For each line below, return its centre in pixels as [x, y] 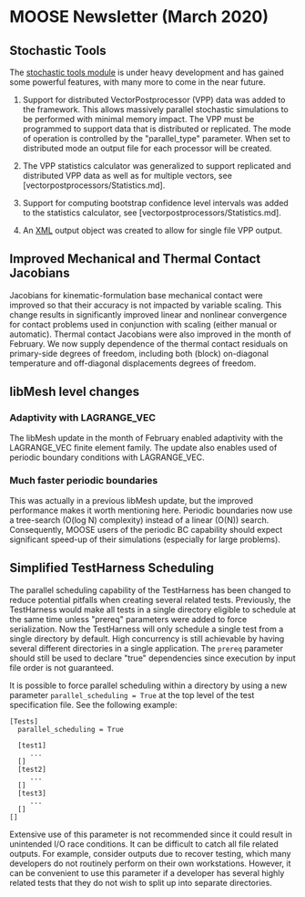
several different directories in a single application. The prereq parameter [147, 648]
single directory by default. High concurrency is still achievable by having [147, 638]
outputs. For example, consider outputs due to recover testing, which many [150, 853]
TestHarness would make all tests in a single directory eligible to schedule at [152, 610]
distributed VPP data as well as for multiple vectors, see [127, 176]
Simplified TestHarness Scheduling [112, 568]
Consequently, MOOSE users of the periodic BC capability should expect [146, 529]
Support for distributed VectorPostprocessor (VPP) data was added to [154, 99]
